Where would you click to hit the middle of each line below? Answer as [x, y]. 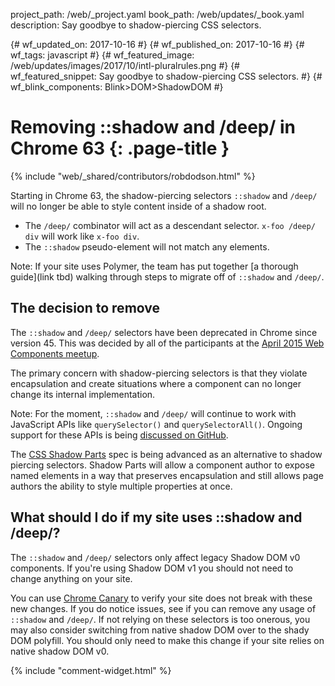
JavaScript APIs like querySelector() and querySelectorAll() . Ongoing [156, 424]
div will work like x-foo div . [82, 236]
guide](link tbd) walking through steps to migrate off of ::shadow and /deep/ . [167, 276]
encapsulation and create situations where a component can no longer [156, 383]
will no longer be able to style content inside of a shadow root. [138, 206]
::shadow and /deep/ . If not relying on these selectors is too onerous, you [160, 619]
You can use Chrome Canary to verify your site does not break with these [161, 598]
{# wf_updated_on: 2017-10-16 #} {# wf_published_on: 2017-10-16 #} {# [157, 44]
